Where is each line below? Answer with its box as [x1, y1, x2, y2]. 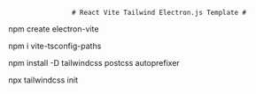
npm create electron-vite [8, 24, 99, 34]
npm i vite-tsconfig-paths [8, 40, 102, 51]
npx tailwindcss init [8, 75, 79, 85]
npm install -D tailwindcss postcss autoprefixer [8, 58, 181, 68]
